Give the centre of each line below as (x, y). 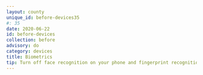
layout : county (25, 12)
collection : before (31, 40)
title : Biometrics (29, 57)
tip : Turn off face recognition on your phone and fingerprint (88, 62)
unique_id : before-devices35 (43, 18)
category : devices (29, 51)
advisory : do (23, 46)
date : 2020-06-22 (28, 29)
